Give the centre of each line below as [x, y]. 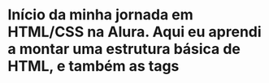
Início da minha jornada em [100, 15]
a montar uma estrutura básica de [124, 49]
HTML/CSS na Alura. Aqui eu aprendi [134, 32]
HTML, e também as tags [93, 66]
